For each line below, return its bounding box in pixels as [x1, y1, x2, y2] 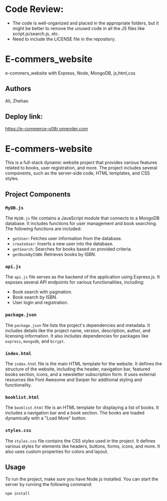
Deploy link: [5, 112, 43, 121]
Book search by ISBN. [12, 294, 57, 300]
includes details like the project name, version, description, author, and [5, 327, 151, 333]
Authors [5, 84, 31, 93]
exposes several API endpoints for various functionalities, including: [5, 279, 145, 285]
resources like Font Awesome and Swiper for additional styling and [5, 376, 142, 383]
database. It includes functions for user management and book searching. [5, 220, 158, 226]
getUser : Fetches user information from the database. [12, 235, 122, 241]
